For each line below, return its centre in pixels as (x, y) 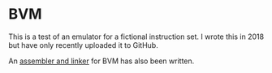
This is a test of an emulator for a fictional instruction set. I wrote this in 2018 (136, 36)
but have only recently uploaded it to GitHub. (83, 45)
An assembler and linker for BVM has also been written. (101, 61)
